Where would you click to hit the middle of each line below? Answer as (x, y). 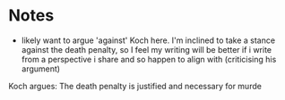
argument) (40, 69)
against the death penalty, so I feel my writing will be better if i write (147, 49)
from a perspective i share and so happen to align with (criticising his (149, 59)
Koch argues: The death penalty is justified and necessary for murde (135, 86)
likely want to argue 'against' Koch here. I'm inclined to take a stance (148, 40)
